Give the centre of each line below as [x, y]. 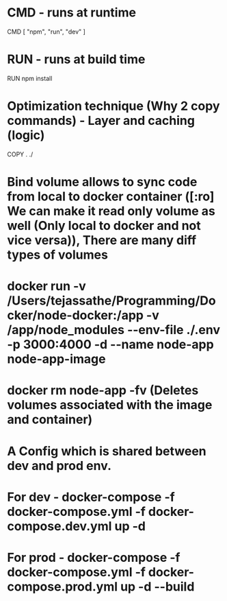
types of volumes [57, 255]
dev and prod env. [59, 466]
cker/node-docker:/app [75, 315]
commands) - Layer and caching [101, 121]
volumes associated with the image [110, 405]
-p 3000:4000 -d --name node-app [110, 345]
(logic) [26, 135]
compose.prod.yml [63, 586]
